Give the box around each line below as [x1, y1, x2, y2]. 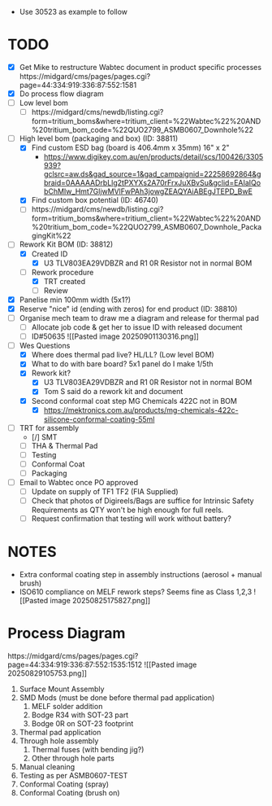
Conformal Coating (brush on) [19, 788, 120, 798]
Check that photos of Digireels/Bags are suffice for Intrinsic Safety [31, 496, 254, 506]
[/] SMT [31, 431, 58, 442]
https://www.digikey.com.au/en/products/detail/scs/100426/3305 [43, 152, 264, 162]
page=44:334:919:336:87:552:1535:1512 [7, 659, 143, 670]
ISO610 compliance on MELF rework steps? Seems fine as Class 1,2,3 [19, 587, 253, 597]
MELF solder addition [31, 702, 103, 712]
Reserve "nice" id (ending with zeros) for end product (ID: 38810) [19, 304, 238, 313]
